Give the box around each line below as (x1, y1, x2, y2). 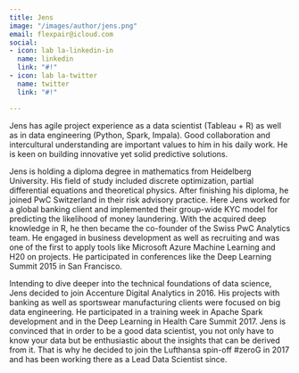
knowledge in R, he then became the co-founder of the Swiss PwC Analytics (9, 222, 291, 233)
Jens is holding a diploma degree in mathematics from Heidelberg (9, 166, 252, 177)
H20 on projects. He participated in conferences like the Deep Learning (9, 251, 272, 261)
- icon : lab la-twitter (9, 71, 98, 80)
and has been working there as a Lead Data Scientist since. (9, 353, 228, 364)
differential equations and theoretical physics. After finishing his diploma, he (9, 185, 289, 195)
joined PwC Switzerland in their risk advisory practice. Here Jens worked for (9, 194, 290, 205)
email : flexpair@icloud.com (9, 29, 114, 38)
